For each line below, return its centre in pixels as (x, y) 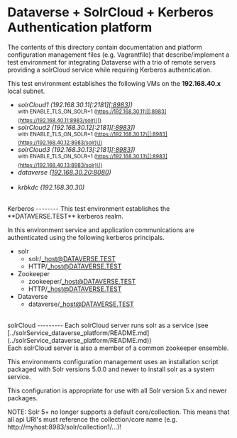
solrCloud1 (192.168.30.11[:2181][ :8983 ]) (75, 104)
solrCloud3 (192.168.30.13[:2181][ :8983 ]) (76, 150)
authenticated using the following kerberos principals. (86, 237)
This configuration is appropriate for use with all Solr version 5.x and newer (117, 390)
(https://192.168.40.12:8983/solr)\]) (60, 143)
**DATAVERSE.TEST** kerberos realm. (66, 216)
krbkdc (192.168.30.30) (51, 187)
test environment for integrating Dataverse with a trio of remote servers (112, 62)
